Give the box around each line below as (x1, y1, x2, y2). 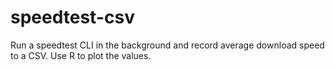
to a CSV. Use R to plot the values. (10, 49, 152, 61)
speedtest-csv (10, 6, 135, 29)
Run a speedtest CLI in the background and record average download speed (10, 39, 325, 51)
